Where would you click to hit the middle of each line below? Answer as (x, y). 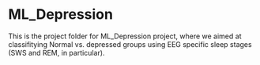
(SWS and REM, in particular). (57, 52)
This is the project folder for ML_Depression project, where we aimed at (125, 36)
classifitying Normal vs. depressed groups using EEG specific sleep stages (130, 44)
